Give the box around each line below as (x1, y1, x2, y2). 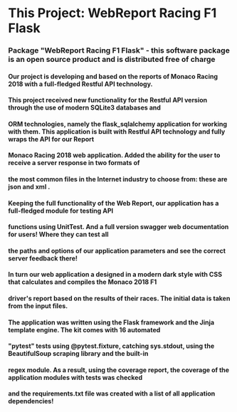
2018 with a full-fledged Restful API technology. (8, 80, 153, 88)
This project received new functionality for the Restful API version (8, 96, 208, 105)
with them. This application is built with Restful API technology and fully (8, 127, 226, 136)
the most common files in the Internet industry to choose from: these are (8, 175, 228, 184)
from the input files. (8, 302, 68, 310)
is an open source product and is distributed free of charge (8, 55, 216, 65)
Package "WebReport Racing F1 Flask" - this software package (8, 46, 230, 56)
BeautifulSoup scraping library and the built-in (8, 349, 149, 358)
